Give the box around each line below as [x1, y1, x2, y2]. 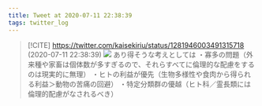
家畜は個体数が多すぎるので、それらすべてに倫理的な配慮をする [48, 60, 255, 69]
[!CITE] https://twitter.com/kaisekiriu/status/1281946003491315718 [27, 40, 245, 49]
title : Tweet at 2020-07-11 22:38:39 [8, 11, 133, 20]
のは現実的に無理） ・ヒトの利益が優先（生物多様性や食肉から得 [27, 69, 238, 79]
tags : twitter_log [8, 19, 69, 27]
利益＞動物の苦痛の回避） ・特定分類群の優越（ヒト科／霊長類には [34, 79, 251, 89]
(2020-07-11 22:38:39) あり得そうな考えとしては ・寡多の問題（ [27, 49, 247, 59]
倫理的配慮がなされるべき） [27, 89, 118, 98]
